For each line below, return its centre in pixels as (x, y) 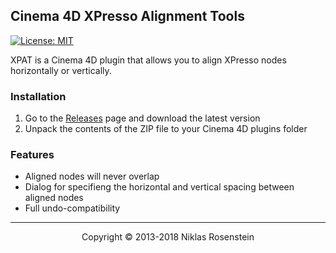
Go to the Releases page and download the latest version (142, 118)
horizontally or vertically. (61, 70)
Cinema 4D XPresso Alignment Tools (127, 16)
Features (32, 155)
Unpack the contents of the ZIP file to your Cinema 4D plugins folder (166, 129)
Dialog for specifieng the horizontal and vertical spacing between (159, 187)
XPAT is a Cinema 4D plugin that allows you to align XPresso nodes (148, 60)
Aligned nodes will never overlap (92, 176)
